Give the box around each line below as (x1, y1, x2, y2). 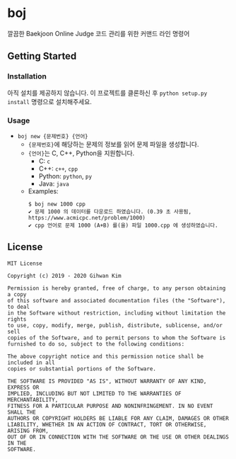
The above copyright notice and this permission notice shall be (7, 353, 203, 360)
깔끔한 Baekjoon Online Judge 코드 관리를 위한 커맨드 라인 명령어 (7, 29, 190, 38)
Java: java (38, 179, 69, 188)
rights (7, 315, 27, 323)
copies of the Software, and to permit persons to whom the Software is (7, 334, 226, 341)
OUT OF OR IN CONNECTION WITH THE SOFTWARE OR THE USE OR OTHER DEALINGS (7, 433, 230, 441)
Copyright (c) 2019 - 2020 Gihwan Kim (7, 272, 122, 279)
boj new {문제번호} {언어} (17, 132, 88, 140)
